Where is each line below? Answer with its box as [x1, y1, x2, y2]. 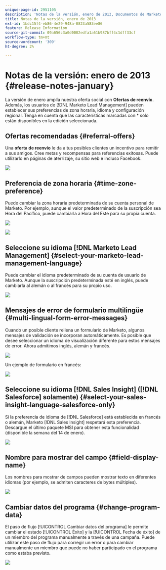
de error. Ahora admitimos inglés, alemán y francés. [5, 342, 111, 349]
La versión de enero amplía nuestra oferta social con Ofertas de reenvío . [5, 96, 154, 102]
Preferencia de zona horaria [5, 179, 92, 188]
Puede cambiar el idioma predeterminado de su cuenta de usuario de [5, 272, 146, 278]
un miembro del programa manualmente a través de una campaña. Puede [5, 534, 155, 540]
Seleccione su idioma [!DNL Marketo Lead [5, 243, 137, 252]
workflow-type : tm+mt [5, 35, 50, 40]
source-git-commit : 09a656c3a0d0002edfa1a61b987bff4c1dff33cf [5, 30, 136, 35]
